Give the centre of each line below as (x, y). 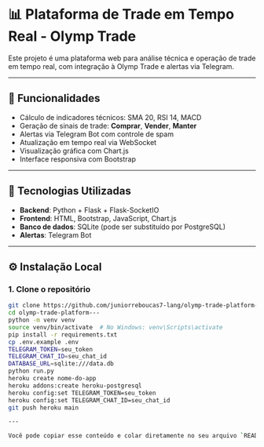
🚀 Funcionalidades (54, 98)
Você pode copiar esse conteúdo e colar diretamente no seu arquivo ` (126, 436)
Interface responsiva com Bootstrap (77, 159)
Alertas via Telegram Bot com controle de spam (97, 134)
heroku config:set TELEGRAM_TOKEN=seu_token (82, 393)
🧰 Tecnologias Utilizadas (70, 191)
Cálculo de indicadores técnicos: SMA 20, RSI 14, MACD (110, 117)
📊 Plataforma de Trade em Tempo (121, 15)
